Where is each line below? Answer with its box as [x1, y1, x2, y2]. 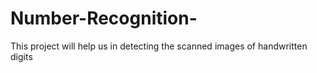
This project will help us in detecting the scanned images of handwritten [10, 40, 308, 52]
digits [10, 50, 33, 62]
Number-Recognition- [10, 7, 198, 30]
